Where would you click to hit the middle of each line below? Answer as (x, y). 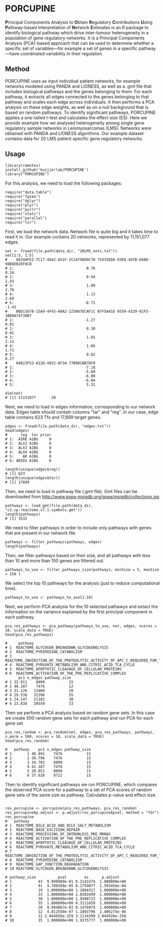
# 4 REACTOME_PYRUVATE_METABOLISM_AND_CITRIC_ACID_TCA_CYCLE (70, 665)
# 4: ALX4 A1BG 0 (28, 452)
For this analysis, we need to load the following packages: (64, 183)
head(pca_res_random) (27, 741)
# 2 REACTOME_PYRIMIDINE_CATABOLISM (44, 652)
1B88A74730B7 (18, 316)
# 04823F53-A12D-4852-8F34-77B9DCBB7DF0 (50, 363)
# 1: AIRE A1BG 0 (28, 439)
